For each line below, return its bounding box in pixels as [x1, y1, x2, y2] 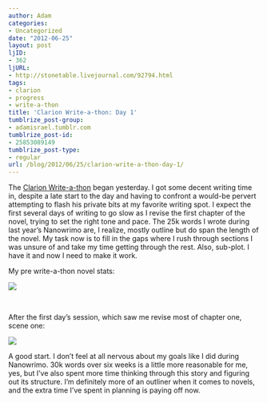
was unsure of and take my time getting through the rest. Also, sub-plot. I [8, 242, 250, 252]
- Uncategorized [8, 26, 62, 34]
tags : [8, 79, 26, 87]
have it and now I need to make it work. [8, 251, 137, 260]
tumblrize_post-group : [8, 116, 84, 124]
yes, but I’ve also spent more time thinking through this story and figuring [8, 369, 250, 378]
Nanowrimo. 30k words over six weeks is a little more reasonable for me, [8, 360, 249, 369]
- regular [8, 153, 42, 161]
